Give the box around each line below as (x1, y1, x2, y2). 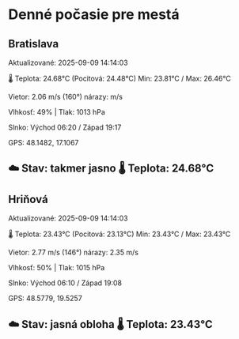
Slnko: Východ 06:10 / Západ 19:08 (8, 278, 123, 288)
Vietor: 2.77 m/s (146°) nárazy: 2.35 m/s (8, 247, 138, 258)
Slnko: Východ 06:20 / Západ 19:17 (8, 122, 122, 132)
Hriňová (8, 192, 49, 206)
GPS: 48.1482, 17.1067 (8, 138, 79, 147)
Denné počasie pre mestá (8, 6, 180, 24)
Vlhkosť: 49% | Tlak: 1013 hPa (8, 107, 105, 116)
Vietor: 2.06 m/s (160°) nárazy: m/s (8, 92, 123, 101)
